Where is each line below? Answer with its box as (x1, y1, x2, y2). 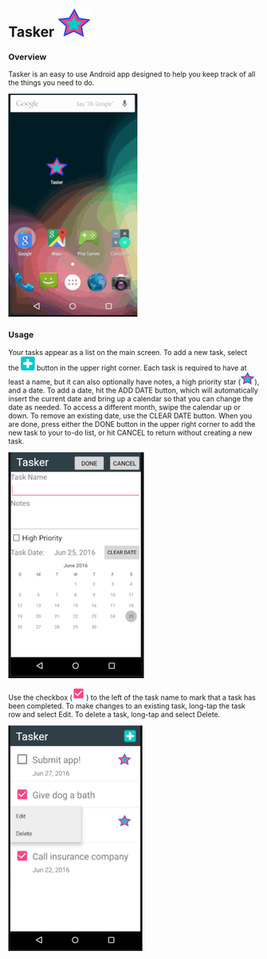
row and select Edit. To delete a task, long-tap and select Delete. (8, 709, 221, 719)
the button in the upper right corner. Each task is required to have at (8, 363, 247, 373)
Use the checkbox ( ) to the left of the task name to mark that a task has (8, 693, 257, 702)
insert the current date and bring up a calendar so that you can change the (8, 393, 253, 403)
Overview (8, 52, 47, 63)
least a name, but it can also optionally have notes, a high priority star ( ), (8, 377, 260, 386)
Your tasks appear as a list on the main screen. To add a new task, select (8, 347, 248, 357)
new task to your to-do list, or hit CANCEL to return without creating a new (8, 428, 253, 437)
